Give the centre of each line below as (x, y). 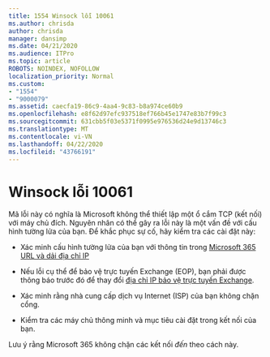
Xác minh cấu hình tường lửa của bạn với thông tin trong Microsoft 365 (138, 247)
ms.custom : (27, 84)
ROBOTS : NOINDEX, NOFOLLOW (54, 69)
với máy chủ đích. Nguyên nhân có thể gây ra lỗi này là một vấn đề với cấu (133, 223)
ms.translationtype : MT (49, 129)
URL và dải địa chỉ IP (54, 256)
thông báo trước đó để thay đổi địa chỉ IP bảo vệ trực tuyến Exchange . (137, 280)
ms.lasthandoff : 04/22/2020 (56, 144)
